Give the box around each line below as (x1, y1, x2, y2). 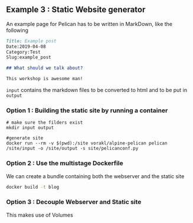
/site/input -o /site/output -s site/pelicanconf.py (6, 146, 139, 152)
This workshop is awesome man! (6, 76, 83, 82)
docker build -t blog (6, 184, 60, 190)
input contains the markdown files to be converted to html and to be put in (6, 87, 188, 94)
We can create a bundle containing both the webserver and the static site (6, 172, 185, 179)
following (6, 27, 28, 34)
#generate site (6, 135, 44, 141)
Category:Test (6, 49, 41, 55)
